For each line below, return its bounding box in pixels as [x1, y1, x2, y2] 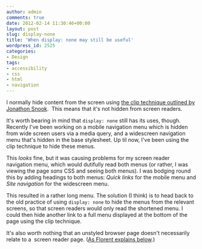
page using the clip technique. [6, 217, 82, 225]
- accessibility [6, 65, 47, 71]
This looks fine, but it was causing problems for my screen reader [6, 154, 171, 161]
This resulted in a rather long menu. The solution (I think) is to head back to [6, 192, 194, 199]
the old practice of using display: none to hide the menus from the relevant [6, 198, 195, 205]
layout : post [6, 25, 39, 32]
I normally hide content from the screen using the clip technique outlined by [6, 99, 195, 106]
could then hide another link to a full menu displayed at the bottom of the [6, 211, 187, 218]
